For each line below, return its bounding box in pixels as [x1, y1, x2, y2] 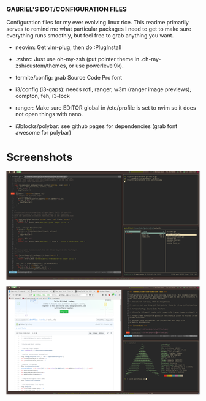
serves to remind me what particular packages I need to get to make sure [6, 25, 192, 32]
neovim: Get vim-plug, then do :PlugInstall [15, 43, 121, 51]
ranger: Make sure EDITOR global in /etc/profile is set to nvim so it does [15, 104, 196, 111]
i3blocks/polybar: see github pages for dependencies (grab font [15, 122, 178, 130]
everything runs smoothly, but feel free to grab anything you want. [6, 32, 174, 39]
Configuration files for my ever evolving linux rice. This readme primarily [6, 19, 189, 26]
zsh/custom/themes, [15, 62, 67, 69]
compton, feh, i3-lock [15, 92, 71, 100]
